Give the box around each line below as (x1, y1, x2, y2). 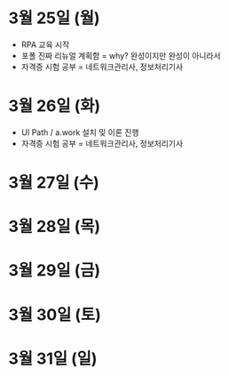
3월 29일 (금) (8, 260, 101, 281)
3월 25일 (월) (8, 8, 100, 28)
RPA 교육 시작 (20, 39, 70, 50)
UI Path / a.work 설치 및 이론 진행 (20, 126, 139, 138)
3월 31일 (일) (8, 348, 98, 369)
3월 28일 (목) (8, 217, 101, 236)
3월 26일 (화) (8, 96, 101, 116)
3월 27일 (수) (8, 172, 99, 193)
